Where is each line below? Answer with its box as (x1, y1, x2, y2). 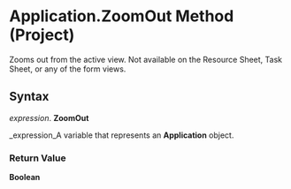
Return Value (9, 152, 66, 164)
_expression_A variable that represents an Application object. (9, 130, 234, 140)
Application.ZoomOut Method (9, 6, 234, 26)
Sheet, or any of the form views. (9, 64, 126, 74)
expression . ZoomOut (9, 112, 89, 123)
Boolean (9, 172, 41, 183)
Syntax (9, 89, 50, 104)
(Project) (9, 25, 75, 45)
